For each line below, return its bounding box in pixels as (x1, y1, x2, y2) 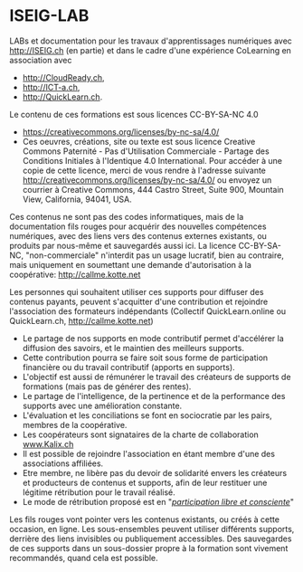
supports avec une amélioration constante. (22, 400, 183, 411)
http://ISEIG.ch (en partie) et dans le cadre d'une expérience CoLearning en (9, 44, 292, 55)
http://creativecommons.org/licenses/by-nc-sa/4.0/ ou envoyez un (22, 174, 272, 186)
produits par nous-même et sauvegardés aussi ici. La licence (9, 240, 237, 251)
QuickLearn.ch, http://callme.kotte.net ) (9, 315, 154, 326)
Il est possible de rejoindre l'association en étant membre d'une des (22, 448, 276, 459)
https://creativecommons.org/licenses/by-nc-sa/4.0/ (22, 126, 220, 137)
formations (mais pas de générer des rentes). (22, 381, 192, 392)
